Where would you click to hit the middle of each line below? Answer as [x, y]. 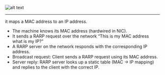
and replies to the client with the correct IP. [56, 67]
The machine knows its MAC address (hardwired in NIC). [70, 31]
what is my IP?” [28, 41]
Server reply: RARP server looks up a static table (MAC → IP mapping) [83, 62]
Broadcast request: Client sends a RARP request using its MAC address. [85, 57]
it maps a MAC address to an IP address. [46, 21]
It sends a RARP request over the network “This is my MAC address [81, 36]
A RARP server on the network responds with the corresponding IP [80, 47]
